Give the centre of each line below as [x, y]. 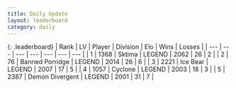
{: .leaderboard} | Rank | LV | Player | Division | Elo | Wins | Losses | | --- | [114, 47]
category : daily [31, 27]
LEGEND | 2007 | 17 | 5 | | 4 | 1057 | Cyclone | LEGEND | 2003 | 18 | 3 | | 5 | [116, 69]
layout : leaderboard [38, 20]
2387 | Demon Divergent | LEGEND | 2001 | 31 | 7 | [81, 77]
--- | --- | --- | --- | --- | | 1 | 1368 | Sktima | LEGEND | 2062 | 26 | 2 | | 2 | [122, 54]
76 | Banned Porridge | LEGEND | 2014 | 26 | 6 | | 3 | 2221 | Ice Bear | [108, 62]
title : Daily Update [38, 14]
